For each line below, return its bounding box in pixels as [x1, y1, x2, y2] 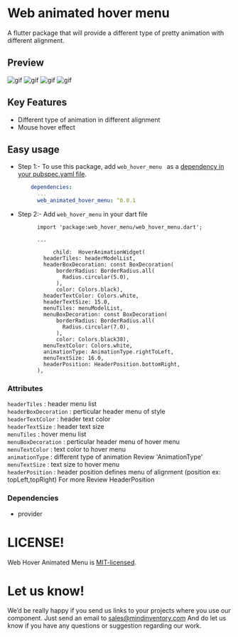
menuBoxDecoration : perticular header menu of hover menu [7, 437, 180, 446]
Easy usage [7, 143, 60, 155]
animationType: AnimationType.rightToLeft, [43, 348, 174, 356]
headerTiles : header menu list [7, 400, 97, 408]
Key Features [7, 96, 67, 108]
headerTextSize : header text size [7, 423, 104, 431]
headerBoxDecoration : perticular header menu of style [7, 408, 166, 416]
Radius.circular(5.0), [63, 274, 130, 281]
